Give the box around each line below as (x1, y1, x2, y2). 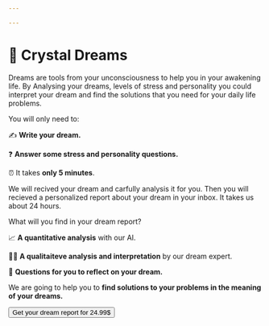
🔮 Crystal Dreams (8, 46, 128, 64)
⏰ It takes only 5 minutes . (8, 167, 95, 177)
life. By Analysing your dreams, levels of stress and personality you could (8, 81, 252, 91)
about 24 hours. (8, 200, 62, 210)
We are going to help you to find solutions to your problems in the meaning (8, 283, 262, 292)
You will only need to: (8, 113, 80, 123)
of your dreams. (8, 291, 64, 300)
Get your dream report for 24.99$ (12, 307, 111, 316)
